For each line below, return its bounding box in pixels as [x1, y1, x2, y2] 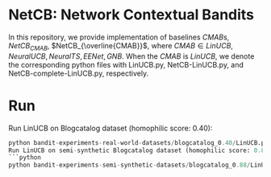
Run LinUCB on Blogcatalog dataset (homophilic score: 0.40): [8, 123, 213, 133]
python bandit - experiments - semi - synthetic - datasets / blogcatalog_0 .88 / [8, 161, 251, 170]
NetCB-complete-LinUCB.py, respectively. [8, 68, 149, 78]
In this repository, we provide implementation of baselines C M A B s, [8, 32, 230, 42]
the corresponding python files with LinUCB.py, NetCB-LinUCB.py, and [8, 60, 244, 69]
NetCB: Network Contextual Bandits [8, 6, 255, 24]
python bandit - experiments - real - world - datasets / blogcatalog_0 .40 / [8, 138, 236, 146]
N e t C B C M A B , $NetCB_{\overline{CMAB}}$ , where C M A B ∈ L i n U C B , [8, 40, 234, 52]
